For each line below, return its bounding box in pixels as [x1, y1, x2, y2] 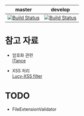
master [15, 6, 33, 13]
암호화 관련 [12, 52, 34, 58]
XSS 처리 [12, 67, 30, 73]
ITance [12, 58, 26, 64]
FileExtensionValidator [12, 106, 57, 112]
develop [50, 6, 70, 13]
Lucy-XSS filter [12, 73, 43, 79]
